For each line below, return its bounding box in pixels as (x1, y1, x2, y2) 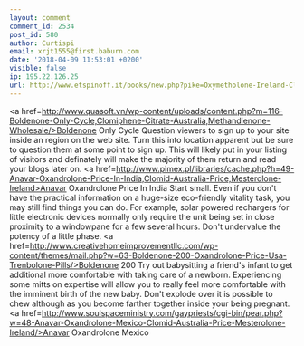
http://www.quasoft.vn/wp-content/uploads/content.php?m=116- (41, 105, 283, 116)
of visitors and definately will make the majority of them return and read (9, 153, 277, 164)
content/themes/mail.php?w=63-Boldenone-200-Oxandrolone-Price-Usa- (9, 250, 288, 261)
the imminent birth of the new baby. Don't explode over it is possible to (9, 288, 273, 299)
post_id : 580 (9, 30, 59, 39)
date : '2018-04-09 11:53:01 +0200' (9, 55, 144, 64)
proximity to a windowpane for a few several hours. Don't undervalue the (9, 221, 281, 232)
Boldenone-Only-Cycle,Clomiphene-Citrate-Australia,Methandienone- (9, 115, 271, 126)
